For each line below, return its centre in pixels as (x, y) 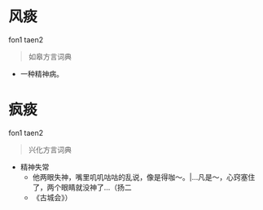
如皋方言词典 (50, 56)
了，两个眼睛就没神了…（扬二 (82, 187)
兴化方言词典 (50, 149)
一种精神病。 (42, 73)
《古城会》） (52, 197)
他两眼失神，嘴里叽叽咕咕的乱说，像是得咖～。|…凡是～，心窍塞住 (144, 177)
